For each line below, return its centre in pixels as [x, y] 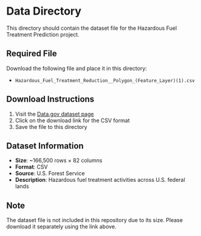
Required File [32, 54]
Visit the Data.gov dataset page [54, 114]
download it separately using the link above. [61, 227]
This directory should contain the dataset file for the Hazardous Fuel [92, 28]
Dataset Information [45, 146]
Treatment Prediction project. [43, 34]
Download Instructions [50, 99]
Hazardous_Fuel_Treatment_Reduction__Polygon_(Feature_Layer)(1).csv [105, 80]
